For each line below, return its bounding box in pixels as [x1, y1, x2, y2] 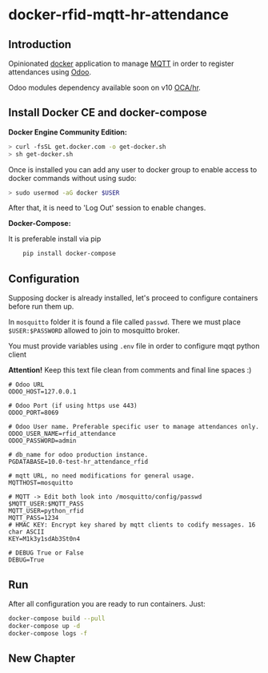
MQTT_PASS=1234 [8, 514, 59, 522]
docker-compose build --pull [8, 615, 106, 623]
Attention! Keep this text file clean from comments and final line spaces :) [8, 365, 252, 375]
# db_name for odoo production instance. [8, 451, 149, 459]
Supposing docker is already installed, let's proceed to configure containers [8, 293, 258, 303]
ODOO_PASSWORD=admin [8, 437, 78, 445]
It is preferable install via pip [8, 234, 102, 244]
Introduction [8, 38, 72, 51]
